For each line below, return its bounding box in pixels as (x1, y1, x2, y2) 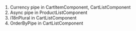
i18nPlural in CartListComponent (10, 15, 77, 20)
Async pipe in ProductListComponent (10, 9, 88, 15)
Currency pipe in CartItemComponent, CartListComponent (10, 4, 131, 10)
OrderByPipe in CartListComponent (10, 20, 84, 26)
